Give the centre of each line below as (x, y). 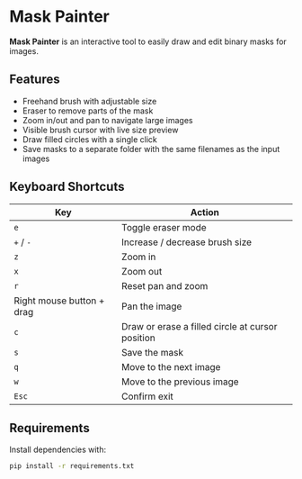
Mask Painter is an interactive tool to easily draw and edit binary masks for (148, 41)
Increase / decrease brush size (187, 242)
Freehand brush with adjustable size (89, 101)
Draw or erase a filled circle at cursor (199, 326)
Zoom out (142, 271)
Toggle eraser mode (164, 227)
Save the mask (152, 352)
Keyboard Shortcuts (67, 187)
